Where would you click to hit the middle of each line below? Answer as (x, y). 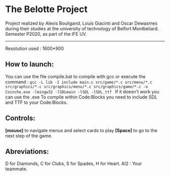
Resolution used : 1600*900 (35, 48)
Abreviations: (27, 152)
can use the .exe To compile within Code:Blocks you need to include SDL (81, 97)
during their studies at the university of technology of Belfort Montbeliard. (82, 28)
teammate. (16, 169)
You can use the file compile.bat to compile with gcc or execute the (75, 76)
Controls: (20, 118)
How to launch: (30, 64)
